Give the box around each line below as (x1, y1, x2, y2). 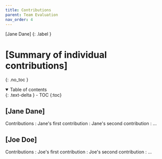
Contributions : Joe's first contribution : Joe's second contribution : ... (5, 149, 152, 155)
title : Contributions (5, 7, 52, 13)
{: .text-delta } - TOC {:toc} (5, 92, 62, 98)
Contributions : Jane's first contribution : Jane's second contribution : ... (5, 121, 157, 127)
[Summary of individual (5, 49, 107, 60)
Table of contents (10, 86, 47, 93)
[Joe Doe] (5, 135, 37, 144)
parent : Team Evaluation (5, 12, 58, 17)
